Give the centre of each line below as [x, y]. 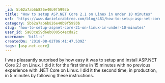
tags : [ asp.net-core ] [27, 46]
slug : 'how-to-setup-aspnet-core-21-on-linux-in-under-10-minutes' [76, 28]
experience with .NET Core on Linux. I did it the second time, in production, [81, 70]
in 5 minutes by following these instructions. [50, 75]
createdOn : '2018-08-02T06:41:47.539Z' [46, 41]
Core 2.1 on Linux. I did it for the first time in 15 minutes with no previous [78, 65]
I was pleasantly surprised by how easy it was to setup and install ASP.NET [81, 60]
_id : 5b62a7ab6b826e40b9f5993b [37, 10]
